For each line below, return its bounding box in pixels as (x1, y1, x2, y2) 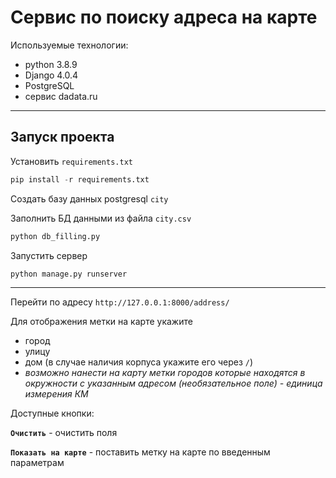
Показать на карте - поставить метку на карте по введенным (10, 446, 271, 458)
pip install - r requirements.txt (10, 174, 150, 185)
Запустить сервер (10, 249, 88, 261)
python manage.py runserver (10, 269, 128, 279)
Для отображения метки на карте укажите (10, 316, 193, 328)
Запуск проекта (10, 129, 115, 146)
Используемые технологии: (10, 39, 129, 51)
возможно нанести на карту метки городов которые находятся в (24, 367, 306, 379)
